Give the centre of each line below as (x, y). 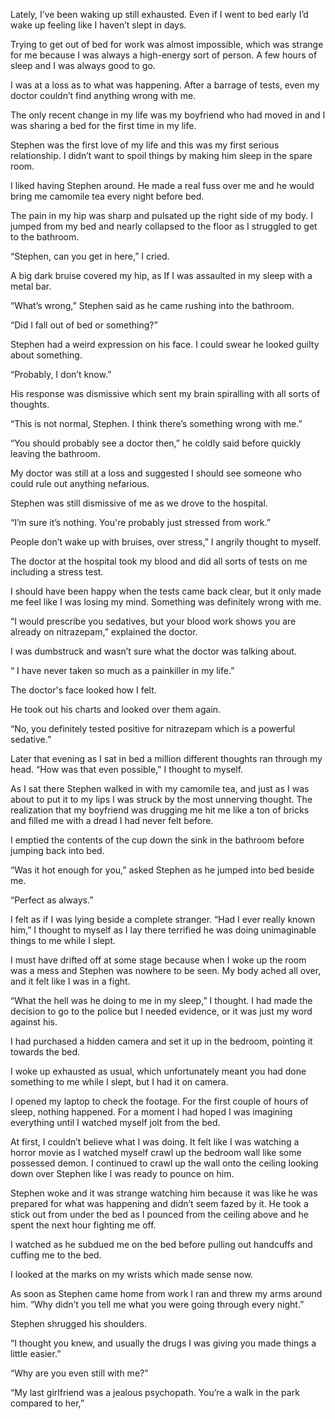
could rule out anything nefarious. (80, 483)
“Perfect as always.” (52, 900)
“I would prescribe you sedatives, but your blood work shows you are (153, 621)
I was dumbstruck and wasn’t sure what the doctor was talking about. (153, 651)
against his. (34, 1022)
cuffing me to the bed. (56, 1255)
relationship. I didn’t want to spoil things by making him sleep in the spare (161, 155)
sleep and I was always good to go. (83, 65)
